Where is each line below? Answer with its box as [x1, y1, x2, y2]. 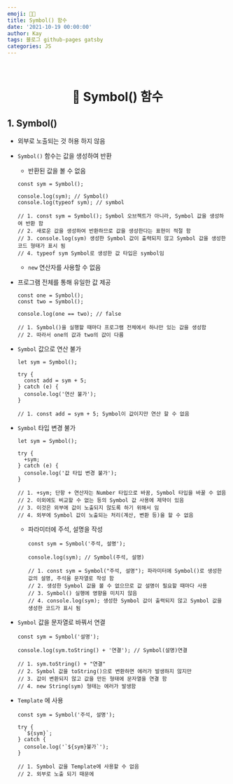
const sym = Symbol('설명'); [17, 633, 100, 640]
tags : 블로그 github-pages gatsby [7, 36, 104, 44]
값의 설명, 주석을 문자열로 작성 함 [27, 575, 114, 582]
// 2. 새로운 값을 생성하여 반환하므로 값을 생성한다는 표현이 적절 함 [17, 227, 191, 234]
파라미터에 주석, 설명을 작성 [27, 525, 103, 533]
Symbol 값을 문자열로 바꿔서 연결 [17, 618, 106, 626]
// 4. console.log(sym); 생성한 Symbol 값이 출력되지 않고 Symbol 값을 [27, 597, 223, 604]
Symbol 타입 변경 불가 [17, 424, 76, 432]
